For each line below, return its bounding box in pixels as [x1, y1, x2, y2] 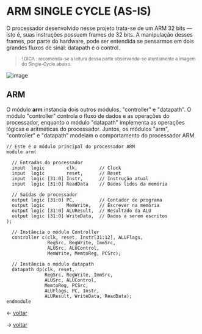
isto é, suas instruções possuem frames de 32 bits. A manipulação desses [6, 31, 193, 38]
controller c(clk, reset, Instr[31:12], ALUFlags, [12, 234, 143, 241]
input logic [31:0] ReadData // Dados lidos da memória [12, 181, 168, 187]
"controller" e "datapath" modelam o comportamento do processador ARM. [6, 131, 197, 139]
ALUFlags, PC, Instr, [45, 288, 99, 294]
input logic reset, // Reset [12, 170, 121, 176]
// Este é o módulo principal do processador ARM [6, 143, 135, 150]
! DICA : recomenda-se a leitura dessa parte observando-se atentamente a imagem [21, 56, 197, 62]
